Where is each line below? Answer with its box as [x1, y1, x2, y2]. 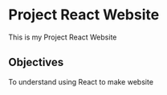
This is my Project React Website [8, 32, 117, 42]
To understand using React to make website [8, 76, 154, 86]
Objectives [8, 56, 64, 69]
